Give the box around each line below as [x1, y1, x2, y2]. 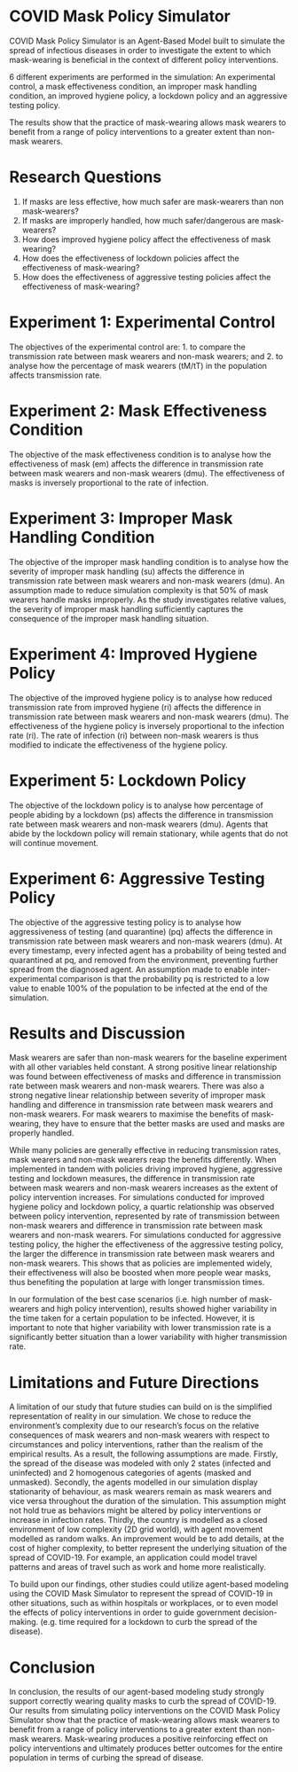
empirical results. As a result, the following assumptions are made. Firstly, [9, 1448, 278, 1460]
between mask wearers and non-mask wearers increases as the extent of [9, 1182, 278, 1194]
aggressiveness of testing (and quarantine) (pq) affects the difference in [9, 926, 273, 937]
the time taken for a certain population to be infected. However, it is [9, 1313, 255, 1323]
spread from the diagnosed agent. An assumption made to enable [9, 964, 250, 975]
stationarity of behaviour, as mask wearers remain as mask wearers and [9, 1486, 272, 1497]
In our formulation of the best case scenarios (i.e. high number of [9, 1294, 248, 1305]
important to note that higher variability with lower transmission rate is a [9, 1322, 272, 1333]
